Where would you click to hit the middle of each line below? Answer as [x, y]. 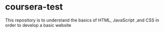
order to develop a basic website [38, 25]
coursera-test [34, 7]
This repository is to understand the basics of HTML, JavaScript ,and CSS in [82, 20]
